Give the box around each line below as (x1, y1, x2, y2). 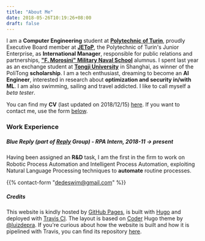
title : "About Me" (6, 9, 53, 15)
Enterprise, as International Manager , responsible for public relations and (6, 50, 193, 57)
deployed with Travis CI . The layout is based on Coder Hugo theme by (6, 215, 184, 222)
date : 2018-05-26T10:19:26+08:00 (6, 15, 92, 21)
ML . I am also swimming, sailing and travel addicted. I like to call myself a (6, 83, 191, 90)
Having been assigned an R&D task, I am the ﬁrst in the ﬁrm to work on (6, 154, 185, 161)
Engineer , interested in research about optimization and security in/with (6, 76, 192, 83)
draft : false (6, 20, 40, 26)
